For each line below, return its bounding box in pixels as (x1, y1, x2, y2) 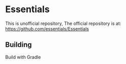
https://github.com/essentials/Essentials (5, 25, 90, 31)
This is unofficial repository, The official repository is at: (5, 20, 121, 26)
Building (5, 41, 32, 49)
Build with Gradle (5, 54, 41, 60)
